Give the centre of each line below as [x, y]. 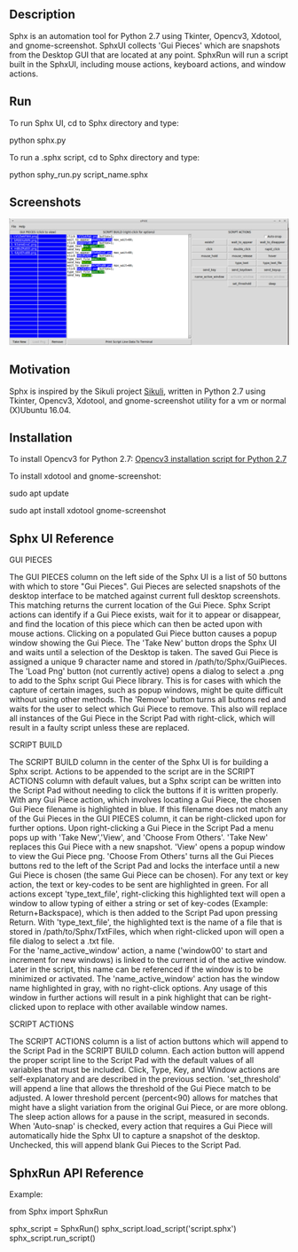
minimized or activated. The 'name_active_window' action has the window [145, 979]
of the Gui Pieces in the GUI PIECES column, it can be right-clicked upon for [148, 818]
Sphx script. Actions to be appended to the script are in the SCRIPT [132, 771]
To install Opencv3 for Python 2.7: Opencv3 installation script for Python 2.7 [148, 459]
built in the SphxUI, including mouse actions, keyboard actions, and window [148, 64]
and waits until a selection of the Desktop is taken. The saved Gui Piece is [144, 653]
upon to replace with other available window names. [132, 1007]
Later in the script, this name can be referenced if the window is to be [136, 969]
